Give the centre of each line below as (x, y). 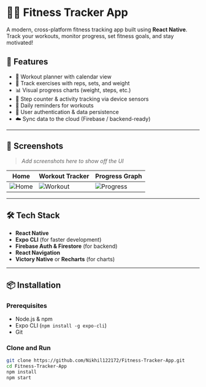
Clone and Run (29, 348)
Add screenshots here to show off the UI (72, 161)
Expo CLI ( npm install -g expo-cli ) (61, 326)
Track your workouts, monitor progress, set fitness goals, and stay (90, 36)
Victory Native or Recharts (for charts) (65, 259)
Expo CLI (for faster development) (58, 240)
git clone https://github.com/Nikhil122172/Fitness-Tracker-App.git (96, 361)
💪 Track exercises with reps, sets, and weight (72, 83)
